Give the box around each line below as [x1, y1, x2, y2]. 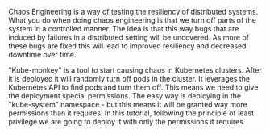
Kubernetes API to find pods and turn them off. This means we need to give [8, 82, 259, 92]
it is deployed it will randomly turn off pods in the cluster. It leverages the [8, 74, 250, 83]
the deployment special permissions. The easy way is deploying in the [8, 91, 242, 100]
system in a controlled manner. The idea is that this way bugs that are [8, 24, 239, 33]
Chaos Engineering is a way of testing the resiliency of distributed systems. [8, 7, 259, 16]
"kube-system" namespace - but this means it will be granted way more [8, 100, 247, 109]
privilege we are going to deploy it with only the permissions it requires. [8, 117, 246, 126]
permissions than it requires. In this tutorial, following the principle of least [8, 108, 254, 118]
